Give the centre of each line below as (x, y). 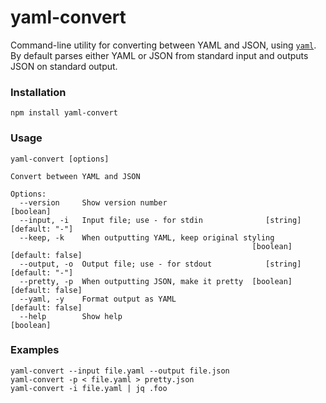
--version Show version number (93, 202)
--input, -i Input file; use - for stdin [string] (160, 220)
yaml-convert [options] (60, 159)
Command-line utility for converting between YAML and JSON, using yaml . (163, 45)
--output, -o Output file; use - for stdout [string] (160, 264)
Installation (38, 92)
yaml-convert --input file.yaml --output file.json (120, 371)
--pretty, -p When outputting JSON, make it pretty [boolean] (156, 281)
